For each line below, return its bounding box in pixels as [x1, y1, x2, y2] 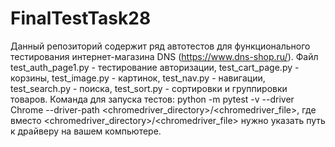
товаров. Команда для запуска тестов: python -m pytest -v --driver [10, 93, 295, 105]
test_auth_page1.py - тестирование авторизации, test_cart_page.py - [10, 61, 300, 73]
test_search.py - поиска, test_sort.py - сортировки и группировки [10, 82, 288, 94]
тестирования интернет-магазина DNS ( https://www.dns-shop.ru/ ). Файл [10, 50, 319, 62]
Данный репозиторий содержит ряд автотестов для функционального [10, 40, 311, 52]
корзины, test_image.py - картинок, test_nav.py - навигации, [10, 72, 266, 84]
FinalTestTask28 [10, 7, 152, 30]
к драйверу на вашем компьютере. [10, 125, 162, 137]
